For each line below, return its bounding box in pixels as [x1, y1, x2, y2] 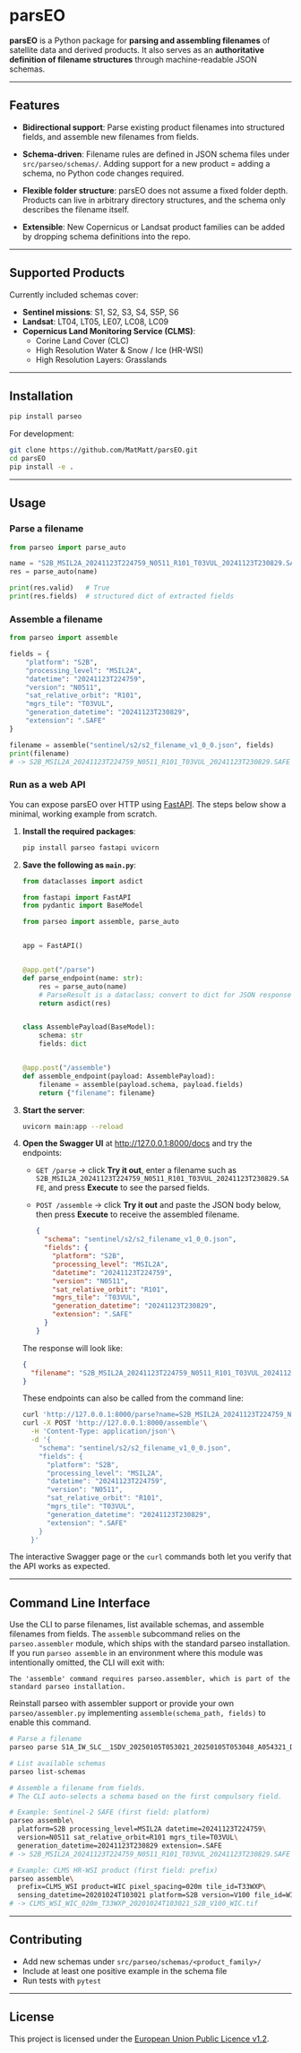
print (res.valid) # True [9, 583, 110, 592]
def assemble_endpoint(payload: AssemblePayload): [21, 1072, 216, 1081]
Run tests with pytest [21, 1975, 101, 1986]
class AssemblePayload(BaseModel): [21, 1022, 156, 1031]
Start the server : [21, 1104, 85, 1116]
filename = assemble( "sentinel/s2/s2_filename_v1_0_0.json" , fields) [9, 740, 275, 749]
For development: [9, 428, 74, 439]
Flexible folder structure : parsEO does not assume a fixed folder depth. [21, 185, 288, 195]
